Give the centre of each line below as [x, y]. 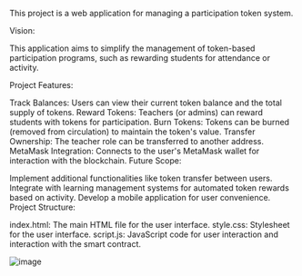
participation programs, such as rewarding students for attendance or [140, 58]
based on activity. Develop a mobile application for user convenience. [140, 197]
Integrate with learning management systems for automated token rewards [149, 188]
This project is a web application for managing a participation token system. [151, 13]
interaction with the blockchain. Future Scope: [96, 161]
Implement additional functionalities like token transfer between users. [141, 178]
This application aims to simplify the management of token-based [132, 48]
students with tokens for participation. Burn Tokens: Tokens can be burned [149, 122]
